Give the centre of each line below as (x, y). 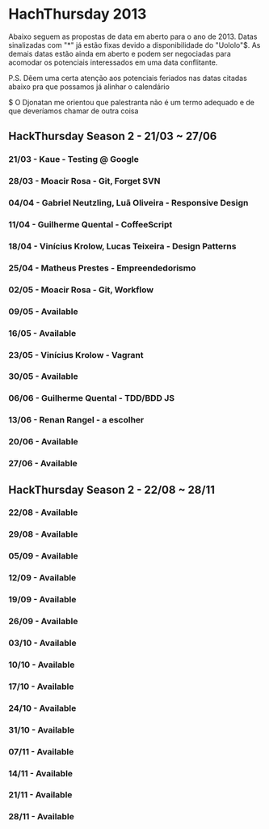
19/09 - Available (42, 600)
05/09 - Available (43, 556)
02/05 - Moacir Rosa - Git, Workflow (81, 290)
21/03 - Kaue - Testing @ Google (74, 159)
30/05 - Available (43, 376)
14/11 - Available (41, 773)
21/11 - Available (40, 795)
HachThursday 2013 (78, 14)
